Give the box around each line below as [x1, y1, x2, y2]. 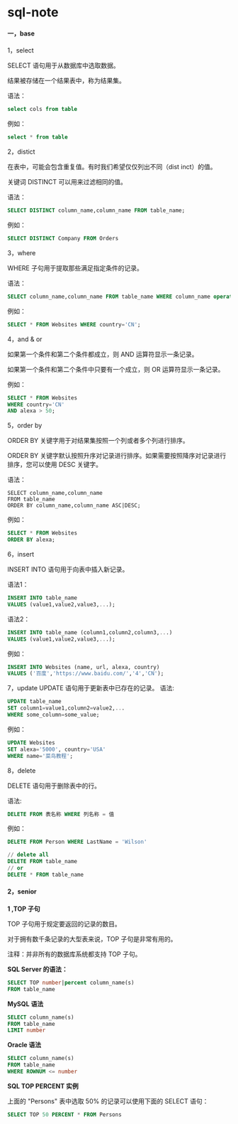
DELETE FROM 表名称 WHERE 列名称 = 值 [7, 810, 115, 818]
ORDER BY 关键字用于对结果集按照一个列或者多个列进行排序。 [7, 437, 189, 445]
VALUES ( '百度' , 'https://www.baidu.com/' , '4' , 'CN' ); [7, 670, 164, 678]
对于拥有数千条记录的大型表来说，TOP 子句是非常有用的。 [7, 934, 177, 943]
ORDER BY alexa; [7, 536, 55, 544]
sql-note [7, 4, 59, 21]
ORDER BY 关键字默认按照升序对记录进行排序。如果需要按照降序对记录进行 [7, 451, 227, 460]
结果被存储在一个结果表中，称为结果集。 [7, 76, 125, 85]
